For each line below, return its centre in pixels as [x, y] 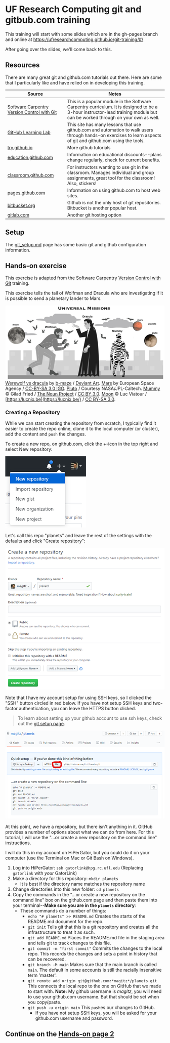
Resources [23, 65]
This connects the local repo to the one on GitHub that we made [94, 986]
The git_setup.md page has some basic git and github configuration [76, 244]
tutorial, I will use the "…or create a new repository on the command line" [81, 837]
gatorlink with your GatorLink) [45, 873]
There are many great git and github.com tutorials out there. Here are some [83, 77]
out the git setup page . [41, 724]
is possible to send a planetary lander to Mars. [54, 298]
